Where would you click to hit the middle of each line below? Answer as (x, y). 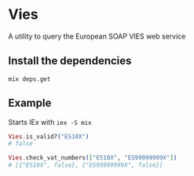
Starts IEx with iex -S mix (50, 122)
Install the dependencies (70, 61)
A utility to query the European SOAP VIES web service (97, 36)
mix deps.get (29, 79)
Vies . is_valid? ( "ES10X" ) (49, 136)
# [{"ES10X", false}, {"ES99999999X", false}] (86, 165)
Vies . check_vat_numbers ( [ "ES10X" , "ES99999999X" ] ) (93, 158)
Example (30, 103)
